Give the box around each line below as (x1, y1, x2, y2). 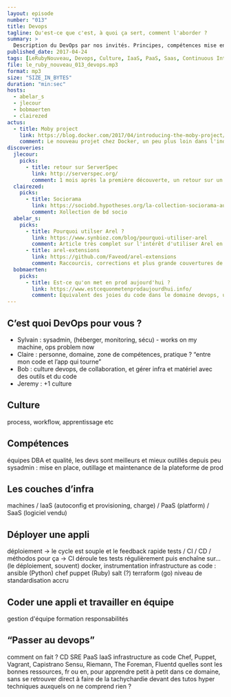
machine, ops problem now (16, 342, 95, 351)
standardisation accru (7, 576, 69, 585)
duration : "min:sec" (7, 81, 67, 87)
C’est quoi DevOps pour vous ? (7, 318, 142, 329)
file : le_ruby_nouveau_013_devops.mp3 (7, 61, 118, 68)
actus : (7, 118, 26, 126)
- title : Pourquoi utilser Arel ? (25, 228, 125, 235)
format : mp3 (7, 67, 41, 74)
